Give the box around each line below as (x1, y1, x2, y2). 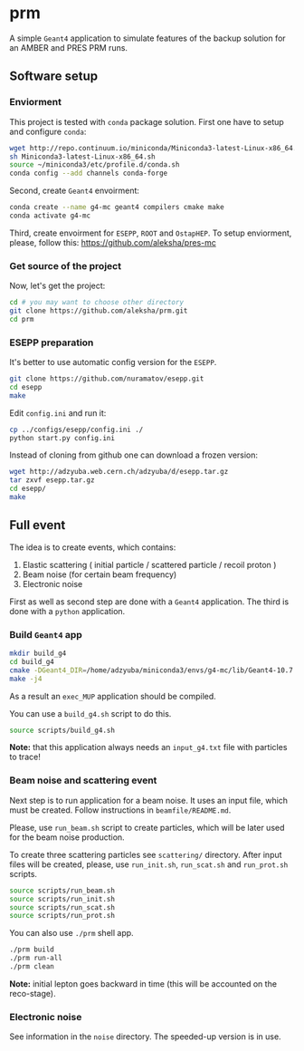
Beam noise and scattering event (9, 774, 157, 786)
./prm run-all (9, 954, 63, 963)
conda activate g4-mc (9, 211, 91, 220)
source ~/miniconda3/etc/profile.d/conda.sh (9, 160, 180, 169)
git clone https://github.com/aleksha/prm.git (9, 306, 188, 315)
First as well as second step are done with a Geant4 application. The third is (9, 596, 290, 607)
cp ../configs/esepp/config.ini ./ (9, 425, 144, 434)
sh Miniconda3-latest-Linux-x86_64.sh (9, 152, 156, 161)
